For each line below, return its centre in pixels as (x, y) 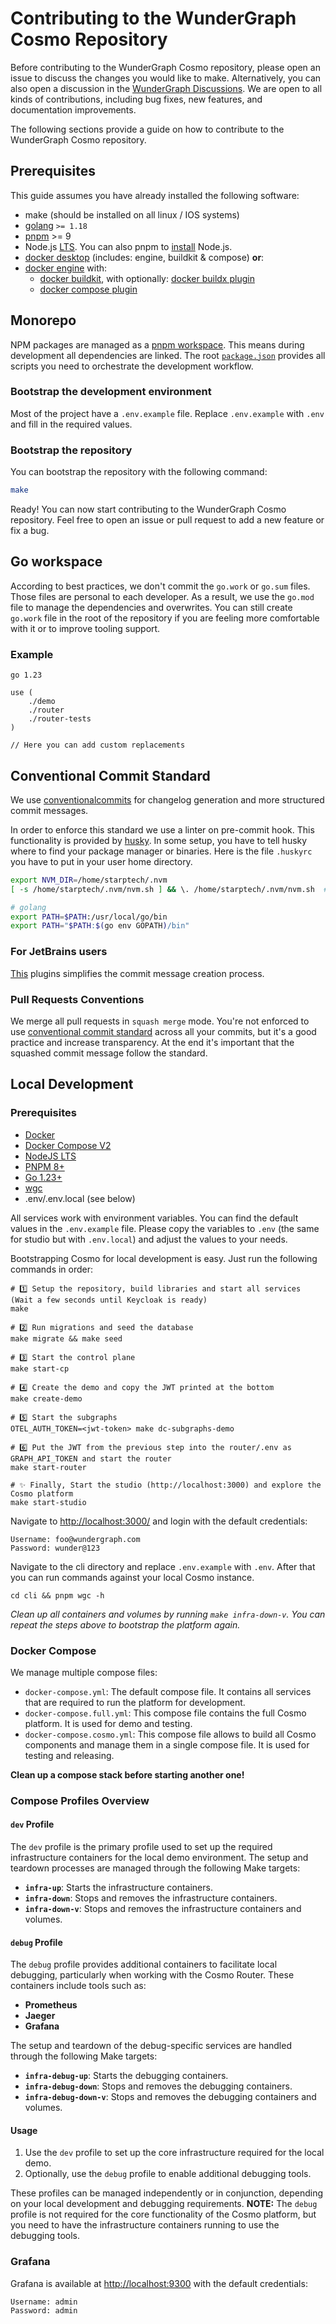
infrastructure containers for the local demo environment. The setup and (159, 1858)
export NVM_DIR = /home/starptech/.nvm (89, 880)
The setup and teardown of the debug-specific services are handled (151, 2046)
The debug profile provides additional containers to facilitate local (144, 1964)
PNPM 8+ (44, 1166)
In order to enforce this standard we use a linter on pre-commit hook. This (162, 829)
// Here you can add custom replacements (98, 745)
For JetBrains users (59, 952)
